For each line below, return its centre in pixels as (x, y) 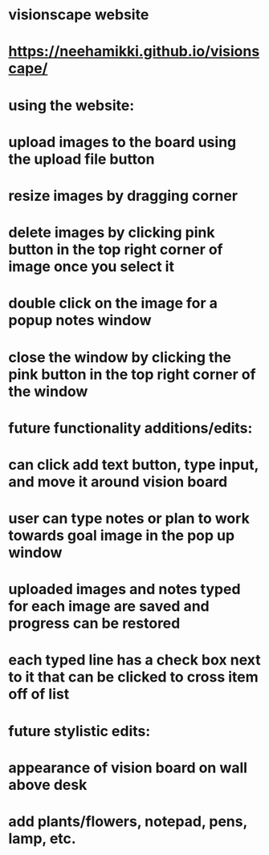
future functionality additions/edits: (130, 428)
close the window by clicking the (120, 357)
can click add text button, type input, (134, 464)
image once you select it (92, 267)
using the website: (71, 105)
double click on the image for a (113, 303)
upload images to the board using (122, 142)
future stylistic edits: (79, 731)
